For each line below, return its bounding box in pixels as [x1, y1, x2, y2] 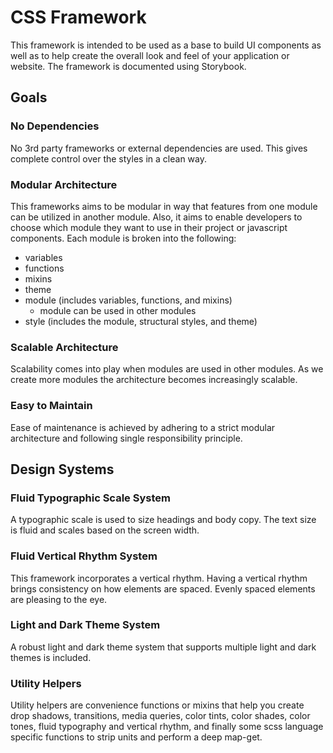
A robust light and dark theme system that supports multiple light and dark [10, 641, 317, 653]
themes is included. [10, 651, 92, 663]
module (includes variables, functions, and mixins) [24, 294, 233, 306]
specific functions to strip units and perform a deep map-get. [10, 731, 263, 743]
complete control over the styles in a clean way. [10, 152, 207, 165]
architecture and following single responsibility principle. [10, 432, 243, 444]
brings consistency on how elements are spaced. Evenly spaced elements [10, 582, 316, 595]
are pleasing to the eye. [10, 593, 108, 605]
